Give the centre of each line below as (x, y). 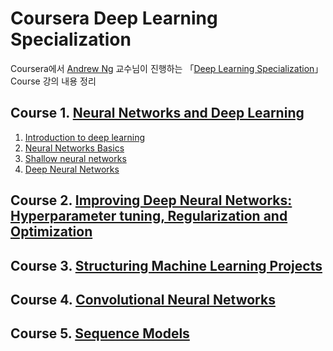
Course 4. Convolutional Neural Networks (143, 299)
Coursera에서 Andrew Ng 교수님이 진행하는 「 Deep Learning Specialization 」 (167, 68)
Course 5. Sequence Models (100, 333)
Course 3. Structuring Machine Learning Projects (166, 265)
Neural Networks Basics (74, 148)
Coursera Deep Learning (114, 18)
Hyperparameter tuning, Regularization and (149, 216)
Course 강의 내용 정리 (53, 81)
